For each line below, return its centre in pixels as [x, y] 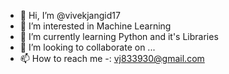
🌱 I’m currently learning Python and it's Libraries [119, 36]
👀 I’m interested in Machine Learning [95, 26]
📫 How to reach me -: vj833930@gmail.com [112, 58]
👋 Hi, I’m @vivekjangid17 [70, 15]
